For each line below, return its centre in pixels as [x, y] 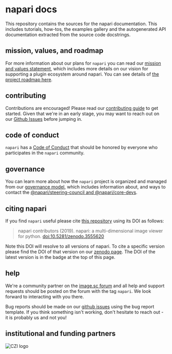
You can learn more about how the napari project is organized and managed [86, 181]
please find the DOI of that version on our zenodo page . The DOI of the [80, 252]
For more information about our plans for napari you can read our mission [83, 63]
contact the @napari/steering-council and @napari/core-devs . [71, 192]
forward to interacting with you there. [45, 296]
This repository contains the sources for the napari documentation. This [81, 24]
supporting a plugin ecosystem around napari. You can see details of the [82, 74]
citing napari [26, 208]
